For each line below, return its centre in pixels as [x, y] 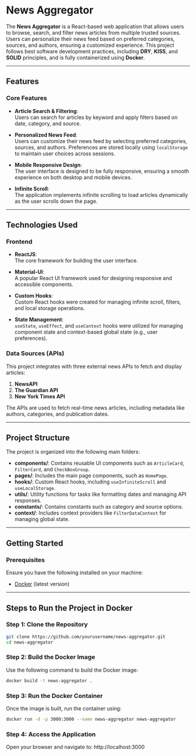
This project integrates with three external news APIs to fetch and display [94, 366]
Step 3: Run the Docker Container [55, 696]
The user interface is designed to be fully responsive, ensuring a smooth [102, 171]
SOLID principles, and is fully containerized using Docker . [76, 57]
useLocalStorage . [35, 488]
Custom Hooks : [34, 296]
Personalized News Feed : [46, 135]
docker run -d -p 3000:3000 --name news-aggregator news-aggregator [91, 719]
